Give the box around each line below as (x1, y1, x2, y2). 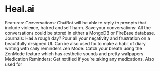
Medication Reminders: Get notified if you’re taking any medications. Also (5, 56, 154, 62)
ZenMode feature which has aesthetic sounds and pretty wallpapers (5, 50, 144, 57)
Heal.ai (5, 3, 34, 15)
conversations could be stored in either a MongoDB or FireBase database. (5, 30, 155, 36)
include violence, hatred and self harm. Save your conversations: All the (5, 24, 151, 30)
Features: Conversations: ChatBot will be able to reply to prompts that (5, 20, 146, 25)
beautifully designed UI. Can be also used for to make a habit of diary (5, 40, 146, 46)
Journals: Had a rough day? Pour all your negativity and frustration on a (5, 35, 150, 41)
